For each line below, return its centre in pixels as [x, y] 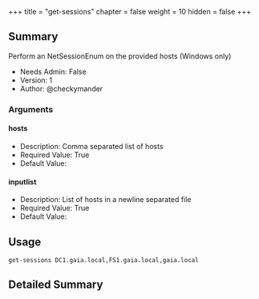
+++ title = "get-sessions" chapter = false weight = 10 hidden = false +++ [130, 12]
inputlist [22, 182]
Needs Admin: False [53, 71]
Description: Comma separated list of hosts [91, 146]
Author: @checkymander [61, 88]
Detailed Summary [56, 285]
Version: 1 [36, 80]
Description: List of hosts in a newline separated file [105, 200]
